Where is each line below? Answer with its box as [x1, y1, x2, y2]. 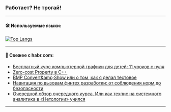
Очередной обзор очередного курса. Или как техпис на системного [12, 91, 162, 97]
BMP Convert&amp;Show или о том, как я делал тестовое [12, 74, 137, 80]
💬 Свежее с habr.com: [5, 52, 54, 59]
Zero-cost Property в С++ [12, 69, 68, 75]
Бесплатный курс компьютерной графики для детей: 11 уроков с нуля [12, 63, 164, 70]
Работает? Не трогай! [5, 4, 62, 11]
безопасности [12, 85, 44, 91]
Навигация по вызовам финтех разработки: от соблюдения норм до [12, 79, 161, 86]
